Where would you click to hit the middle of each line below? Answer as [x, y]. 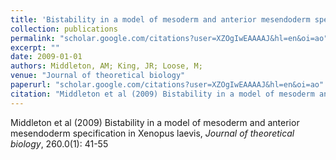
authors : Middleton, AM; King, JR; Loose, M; [106, 66]
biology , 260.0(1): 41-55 [59, 143]
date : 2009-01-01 [46, 57]
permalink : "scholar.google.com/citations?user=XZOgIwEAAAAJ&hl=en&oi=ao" [169, 38]
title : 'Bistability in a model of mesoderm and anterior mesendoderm [160, 19]
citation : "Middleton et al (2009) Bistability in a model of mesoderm [162, 94]
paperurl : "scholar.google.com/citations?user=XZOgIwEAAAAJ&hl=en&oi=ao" [167, 85]
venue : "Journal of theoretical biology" [98, 76]
